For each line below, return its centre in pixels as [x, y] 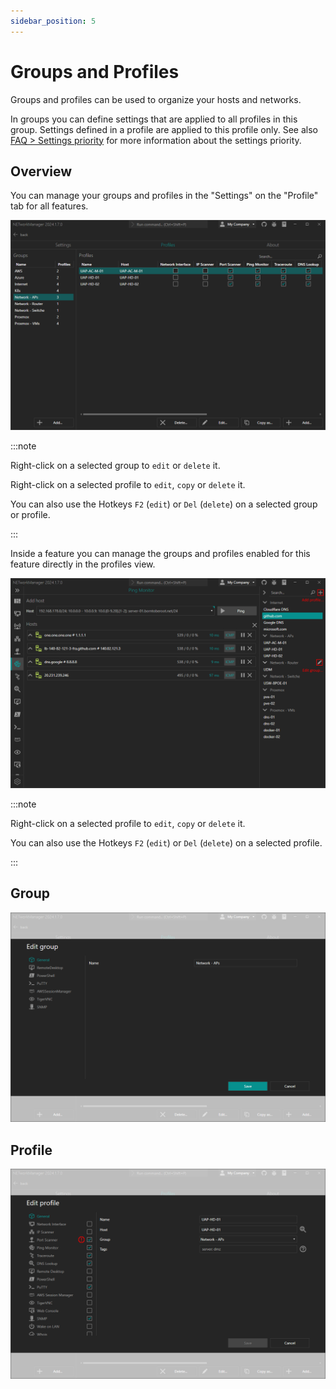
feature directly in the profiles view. [83, 564]
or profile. [30, 515]
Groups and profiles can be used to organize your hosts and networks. [156, 99]
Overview [41, 171]
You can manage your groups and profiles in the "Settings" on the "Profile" [164, 196]
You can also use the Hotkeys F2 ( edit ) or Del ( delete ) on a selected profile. [166, 842]
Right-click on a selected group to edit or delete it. [115, 466]
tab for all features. [49, 206]
